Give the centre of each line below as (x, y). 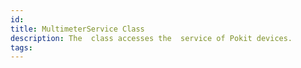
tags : (21, 47)
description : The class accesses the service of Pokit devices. (151, 38)
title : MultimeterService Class (77, 29)
